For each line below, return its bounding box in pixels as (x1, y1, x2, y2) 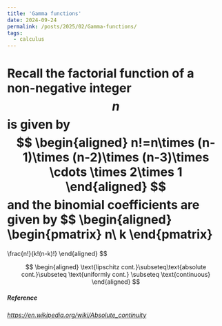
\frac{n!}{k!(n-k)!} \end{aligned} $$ (7, 250, 108, 258)
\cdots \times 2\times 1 (49, 164, 183, 180)
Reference (7, 293, 38, 302)
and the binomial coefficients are (7, 197, 200, 213)
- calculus (13, 36, 45, 43)
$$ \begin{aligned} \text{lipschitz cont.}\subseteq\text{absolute (25, 263, 207, 271)
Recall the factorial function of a (7, 66, 194, 82)
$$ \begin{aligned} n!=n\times (16, 135, 195, 151)
